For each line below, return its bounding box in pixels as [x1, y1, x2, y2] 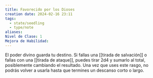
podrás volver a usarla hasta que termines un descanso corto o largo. [5, 67, 144, 73]
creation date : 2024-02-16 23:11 [5, 12, 73, 16]
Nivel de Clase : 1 [5, 34, 42, 39]
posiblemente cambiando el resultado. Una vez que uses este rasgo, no [5, 62, 149, 68]
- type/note [9, 25, 34, 30]
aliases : [5, 30, 23, 34]
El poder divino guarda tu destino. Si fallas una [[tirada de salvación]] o [5, 52, 147, 58]
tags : [5, 16, 16, 21]
